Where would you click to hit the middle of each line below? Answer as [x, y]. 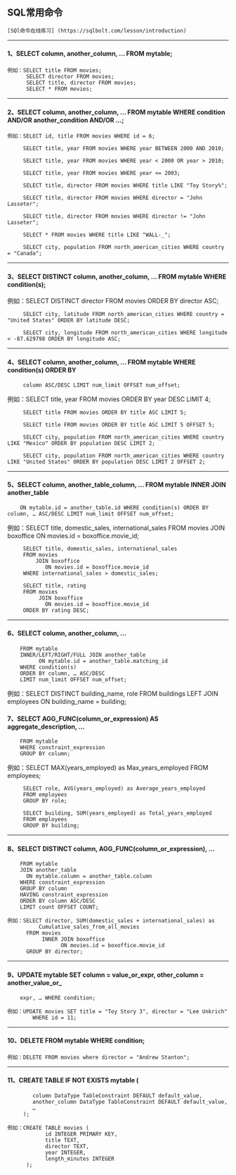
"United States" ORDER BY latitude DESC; [69, 321]
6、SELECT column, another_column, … [67, 633]
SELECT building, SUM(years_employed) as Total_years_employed [117, 813]
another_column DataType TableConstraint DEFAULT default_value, [130, 1102]
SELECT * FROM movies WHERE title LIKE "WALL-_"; [97, 235]
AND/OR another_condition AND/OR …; [66, 120]
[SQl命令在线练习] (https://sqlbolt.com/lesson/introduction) [97, 30]
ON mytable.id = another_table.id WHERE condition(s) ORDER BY [114, 507]
